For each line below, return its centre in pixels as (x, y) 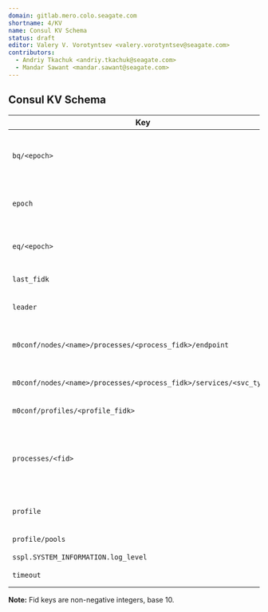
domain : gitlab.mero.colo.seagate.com (73, 16)
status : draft (32, 38)
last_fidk (31, 279)
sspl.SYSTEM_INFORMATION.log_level (80, 557)
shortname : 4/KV (35, 23)
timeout (27, 575)
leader (25, 307)
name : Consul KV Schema (48, 30)
